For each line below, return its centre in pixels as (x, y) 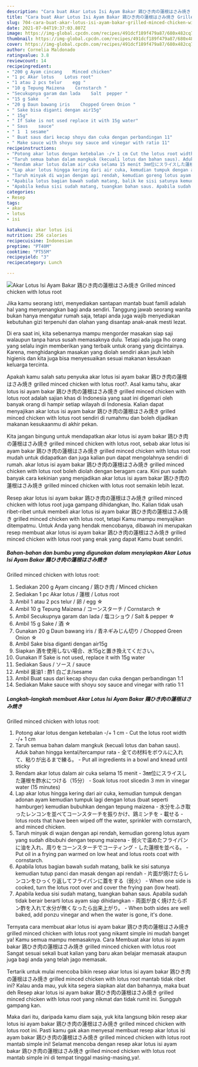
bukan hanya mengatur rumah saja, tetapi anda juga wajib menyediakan (94, 316)
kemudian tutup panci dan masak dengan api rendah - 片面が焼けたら (99, 873)
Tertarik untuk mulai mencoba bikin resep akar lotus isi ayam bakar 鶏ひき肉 (99, 971)
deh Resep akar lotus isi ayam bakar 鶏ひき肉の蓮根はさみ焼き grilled (90, 992)
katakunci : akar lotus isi (40, 230)
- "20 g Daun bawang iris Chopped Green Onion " (71, 104)
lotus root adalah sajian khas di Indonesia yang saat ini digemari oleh (90, 398)
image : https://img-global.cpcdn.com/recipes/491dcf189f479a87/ (87, 34)
